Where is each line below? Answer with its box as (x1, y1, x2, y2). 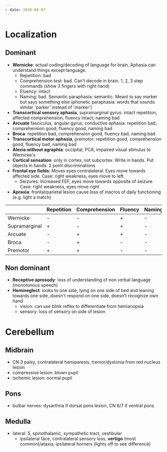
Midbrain (5, 346, 34, 354)
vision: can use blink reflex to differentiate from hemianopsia (19, 303, 144, 309)
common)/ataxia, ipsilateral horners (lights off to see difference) (19, 441, 151, 447)
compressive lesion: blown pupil (12, 370, 79, 376)
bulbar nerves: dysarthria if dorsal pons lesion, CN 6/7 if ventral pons (12, 403, 154, 409)
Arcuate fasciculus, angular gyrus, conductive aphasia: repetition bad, (12, 120, 157, 126)
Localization (5, 28, 57, 40)
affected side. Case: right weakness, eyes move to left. (12, 173, 125, 179)
